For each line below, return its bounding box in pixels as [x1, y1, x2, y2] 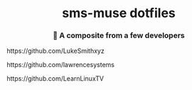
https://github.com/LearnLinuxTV [6, 74, 105, 83]
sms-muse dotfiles [62, 5, 176, 21]
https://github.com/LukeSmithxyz [6, 46, 105, 55]
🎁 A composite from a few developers [52, 31, 186, 41]
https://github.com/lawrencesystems [6, 61, 115, 69]
